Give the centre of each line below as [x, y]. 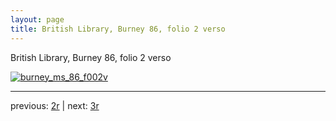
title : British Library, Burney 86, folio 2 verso [118, 29]
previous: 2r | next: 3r [55, 105]
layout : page [37, 19]
